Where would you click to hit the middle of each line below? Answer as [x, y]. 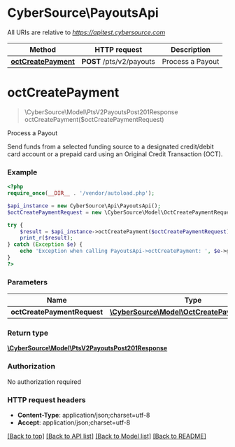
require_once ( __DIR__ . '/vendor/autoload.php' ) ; [81, 193]
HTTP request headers [47, 399]
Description [191, 49]
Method [43, 49]
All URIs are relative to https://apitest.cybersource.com [86, 32]
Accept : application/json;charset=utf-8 [74, 422]
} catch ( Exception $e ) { [45, 245]
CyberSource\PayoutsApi [83, 13]
